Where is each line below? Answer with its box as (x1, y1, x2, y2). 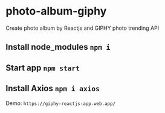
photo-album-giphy (5, 4, 107, 18)
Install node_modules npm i (5, 42, 111, 52)
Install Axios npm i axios (5, 83, 100, 94)
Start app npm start (5, 63, 80, 73)
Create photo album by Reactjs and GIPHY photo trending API (5, 24, 160, 32)
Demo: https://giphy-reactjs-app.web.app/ (5, 99, 116, 107)
